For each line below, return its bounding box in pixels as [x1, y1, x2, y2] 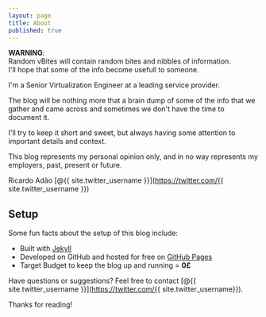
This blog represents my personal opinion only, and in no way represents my [8, 152, 258, 161]
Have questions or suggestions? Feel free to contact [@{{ [8, 276, 197, 286]
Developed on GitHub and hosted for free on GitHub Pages [19, 252, 213, 262]
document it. [8, 113, 50, 122]
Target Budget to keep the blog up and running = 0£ [19, 261, 191, 270]
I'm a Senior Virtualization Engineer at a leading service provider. [8, 80, 221, 90]
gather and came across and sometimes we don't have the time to [8, 104, 225, 114]
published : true [8, 26, 62, 34]
